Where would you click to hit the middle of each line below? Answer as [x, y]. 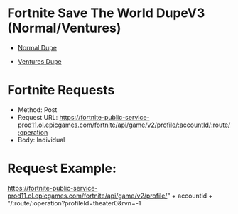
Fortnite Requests [61, 90]
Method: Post [37, 109]
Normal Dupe [37, 47]
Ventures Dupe [39, 61]
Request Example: [62, 169]
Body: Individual [41, 140]
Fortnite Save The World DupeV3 [106, 13]
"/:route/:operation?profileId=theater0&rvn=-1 [74, 203]
